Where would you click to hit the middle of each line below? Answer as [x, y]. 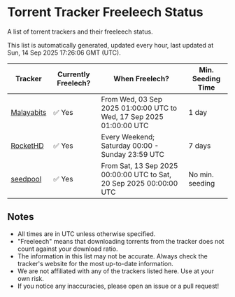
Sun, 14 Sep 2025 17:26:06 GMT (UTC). [64, 53]
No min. [201, 174]
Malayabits [29, 112]
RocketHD [27, 146]
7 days [200, 146]
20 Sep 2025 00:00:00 [140, 183]
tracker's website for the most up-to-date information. [95, 263]
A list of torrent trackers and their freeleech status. [80, 32]
